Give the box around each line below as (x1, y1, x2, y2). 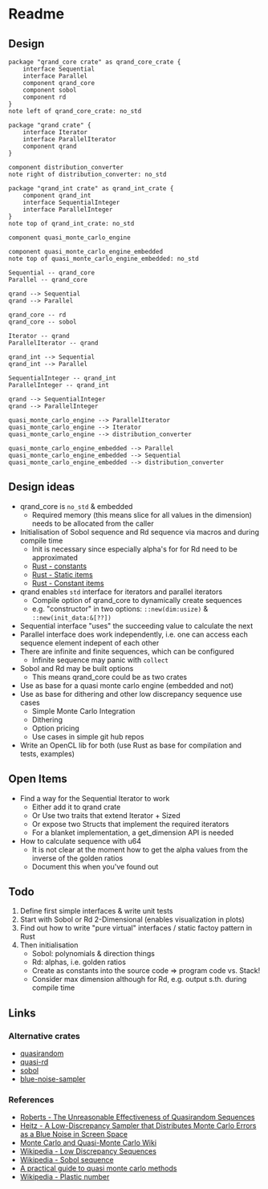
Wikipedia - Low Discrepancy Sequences (19, 1146, 156, 1156)
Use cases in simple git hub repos (31, 731, 144, 741)
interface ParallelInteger (22, 206, 113, 214)
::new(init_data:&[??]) (31, 613, 112, 622)
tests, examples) (19, 748, 75, 759)
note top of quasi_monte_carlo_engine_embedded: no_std (8, 254, 199, 263)
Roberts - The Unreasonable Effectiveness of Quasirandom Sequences (19, 1113, 255, 1122)
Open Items (8, 772, 68, 786)
